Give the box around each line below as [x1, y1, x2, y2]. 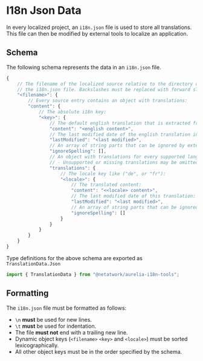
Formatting [6, 288, 49, 299]
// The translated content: [71, 182, 142, 188]
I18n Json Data [6, 4, 82, 18]
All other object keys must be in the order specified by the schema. [14, 348, 182, 355]
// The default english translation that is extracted [49, 120, 190, 126]
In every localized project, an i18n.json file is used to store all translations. [6, 24, 192, 31]
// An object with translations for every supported [49, 154, 185, 160]
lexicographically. [14, 342, 59, 349]
